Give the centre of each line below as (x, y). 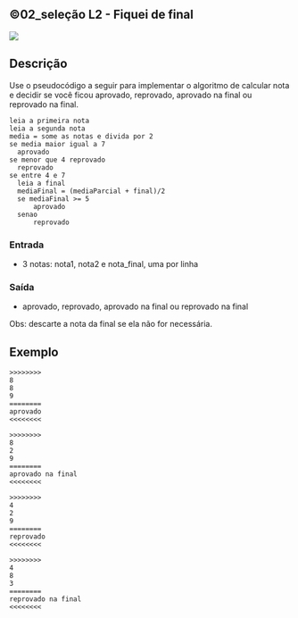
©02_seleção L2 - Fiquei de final (101, 15)
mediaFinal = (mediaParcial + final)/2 (91, 191)
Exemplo (34, 352)
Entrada (27, 245)
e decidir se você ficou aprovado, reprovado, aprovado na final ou (131, 95)
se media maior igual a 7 (57, 144)
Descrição (38, 64)
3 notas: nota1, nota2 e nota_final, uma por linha (110, 263)
